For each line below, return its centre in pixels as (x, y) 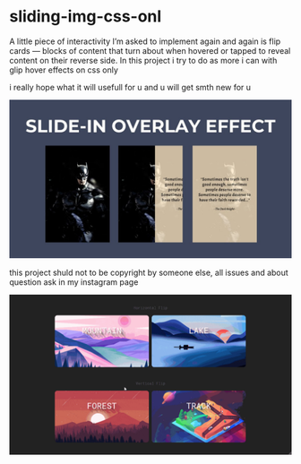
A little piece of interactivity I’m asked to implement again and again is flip (145, 41)
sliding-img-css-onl (86, 17)
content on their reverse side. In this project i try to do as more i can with (143, 60)
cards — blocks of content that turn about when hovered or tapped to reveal (150, 50)
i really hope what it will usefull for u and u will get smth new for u (130, 87)
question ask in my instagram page (74, 282)
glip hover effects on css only (64, 70)
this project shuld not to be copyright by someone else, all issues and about (149, 273)
